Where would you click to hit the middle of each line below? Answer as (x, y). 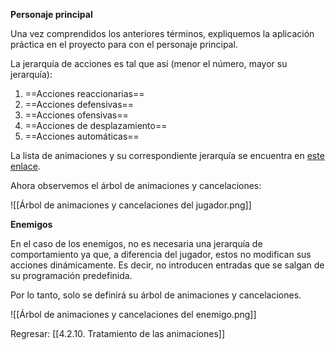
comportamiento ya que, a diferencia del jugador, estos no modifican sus (161, 254)
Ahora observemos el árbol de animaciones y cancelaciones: (136, 185)
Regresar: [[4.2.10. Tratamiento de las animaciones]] (118, 333)
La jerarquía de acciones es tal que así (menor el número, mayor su (149, 63)
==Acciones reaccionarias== (84, 93)
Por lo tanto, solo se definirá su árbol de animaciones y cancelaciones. (156, 295)
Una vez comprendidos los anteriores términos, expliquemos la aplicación (162, 33)
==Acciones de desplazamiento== (96, 125)
